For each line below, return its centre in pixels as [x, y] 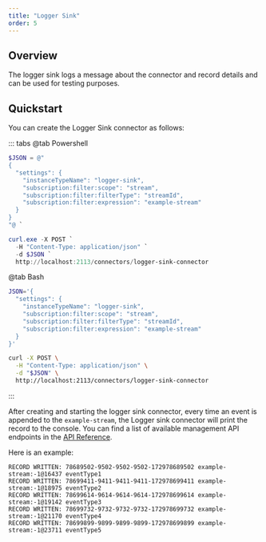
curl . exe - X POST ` [41, 239]
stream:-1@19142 [35, 502]
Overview [33, 56]
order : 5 [23, 23]
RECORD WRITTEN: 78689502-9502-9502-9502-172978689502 [101, 467]
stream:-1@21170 [35, 516]
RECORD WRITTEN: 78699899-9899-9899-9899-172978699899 [101, 523]
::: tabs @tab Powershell [48, 143]
